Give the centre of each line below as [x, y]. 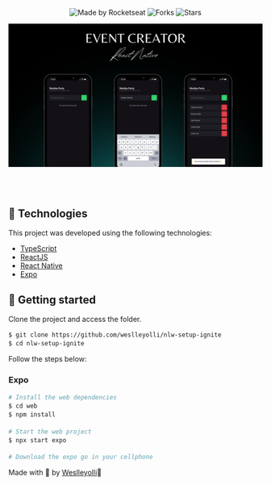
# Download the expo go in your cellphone [81, 457]
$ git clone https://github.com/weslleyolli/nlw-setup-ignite [115, 335]
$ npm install [32, 414]
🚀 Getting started [52, 300]
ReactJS [34, 257]
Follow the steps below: [48, 358]
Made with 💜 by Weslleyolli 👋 [55, 473]
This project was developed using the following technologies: [110, 233]
